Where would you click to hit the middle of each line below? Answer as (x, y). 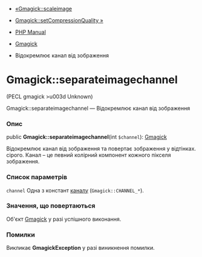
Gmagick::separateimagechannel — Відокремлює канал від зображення (98, 108)
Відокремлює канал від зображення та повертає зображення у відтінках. (101, 149)
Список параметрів (37, 177)
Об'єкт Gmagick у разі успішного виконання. (64, 219)
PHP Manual (31, 32)
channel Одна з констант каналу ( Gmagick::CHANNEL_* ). (75, 190)
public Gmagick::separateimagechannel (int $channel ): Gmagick (87, 137)
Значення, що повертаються (51, 206)
